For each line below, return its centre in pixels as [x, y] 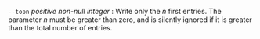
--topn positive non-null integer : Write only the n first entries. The [115, 11]
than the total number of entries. [60, 28]
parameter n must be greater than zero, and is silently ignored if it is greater [130, 19]
